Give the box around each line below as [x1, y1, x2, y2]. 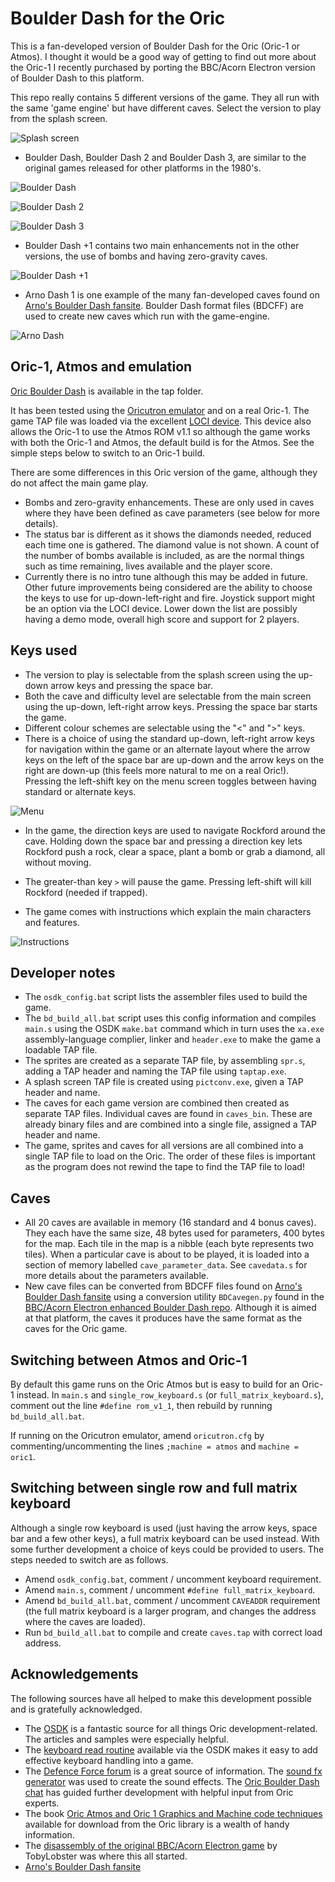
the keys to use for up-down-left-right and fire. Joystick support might [24, 592, 316, 604]
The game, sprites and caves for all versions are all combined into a [24, 1140, 304, 1152]
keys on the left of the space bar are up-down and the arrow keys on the [24, 753, 325, 766]
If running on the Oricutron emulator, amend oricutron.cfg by [10, 1430, 265, 1441]
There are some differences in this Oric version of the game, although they [10, 466, 318, 478]
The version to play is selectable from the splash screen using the [24, 668, 297, 681]
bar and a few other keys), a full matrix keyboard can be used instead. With [10, 1532, 320, 1544]
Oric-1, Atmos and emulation [10, 358, 193, 376]
